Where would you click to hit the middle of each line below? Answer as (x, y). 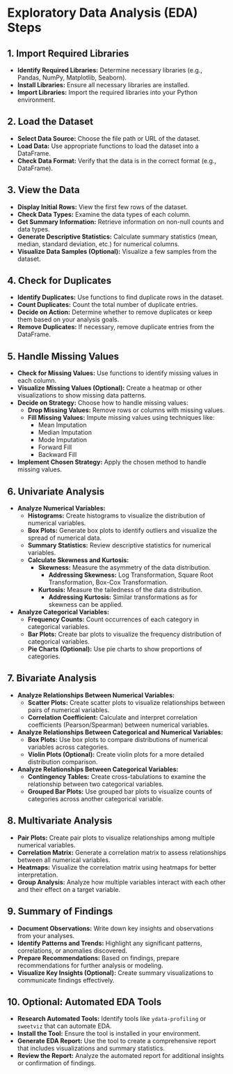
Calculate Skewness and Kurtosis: (78, 560)
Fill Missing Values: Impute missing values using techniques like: (121, 418)
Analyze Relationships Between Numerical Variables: (96, 695)
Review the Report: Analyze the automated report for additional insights (121, 1056)
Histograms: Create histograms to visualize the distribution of (116, 516)
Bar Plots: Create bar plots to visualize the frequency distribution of (124, 634)
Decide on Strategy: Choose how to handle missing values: (103, 403)
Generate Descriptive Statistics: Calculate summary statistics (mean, (117, 236)
